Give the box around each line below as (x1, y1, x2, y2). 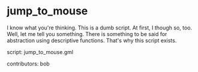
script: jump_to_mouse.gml (7, 48, 74, 55)
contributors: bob (7, 60, 50, 67)
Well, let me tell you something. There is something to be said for (7, 30, 167, 37)
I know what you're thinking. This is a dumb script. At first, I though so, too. (7, 24, 193, 31)
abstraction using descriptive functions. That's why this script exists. (7, 37, 177, 44)
